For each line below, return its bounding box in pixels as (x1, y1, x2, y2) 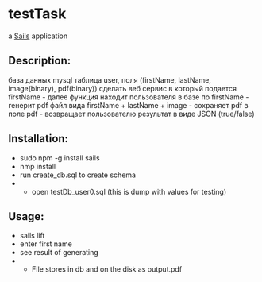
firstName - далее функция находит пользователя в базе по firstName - (8, 92, 249, 102)
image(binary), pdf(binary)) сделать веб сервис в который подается (8, 83, 237, 93)
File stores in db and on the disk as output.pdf (31, 265, 183, 274)
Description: (8, 54, 71, 68)
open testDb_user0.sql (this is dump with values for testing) (31, 187, 227, 196)
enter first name (19, 239, 73, 249)
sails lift (19, 231, 45, 241)
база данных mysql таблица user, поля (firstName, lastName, (8, 75, 212, 84)
